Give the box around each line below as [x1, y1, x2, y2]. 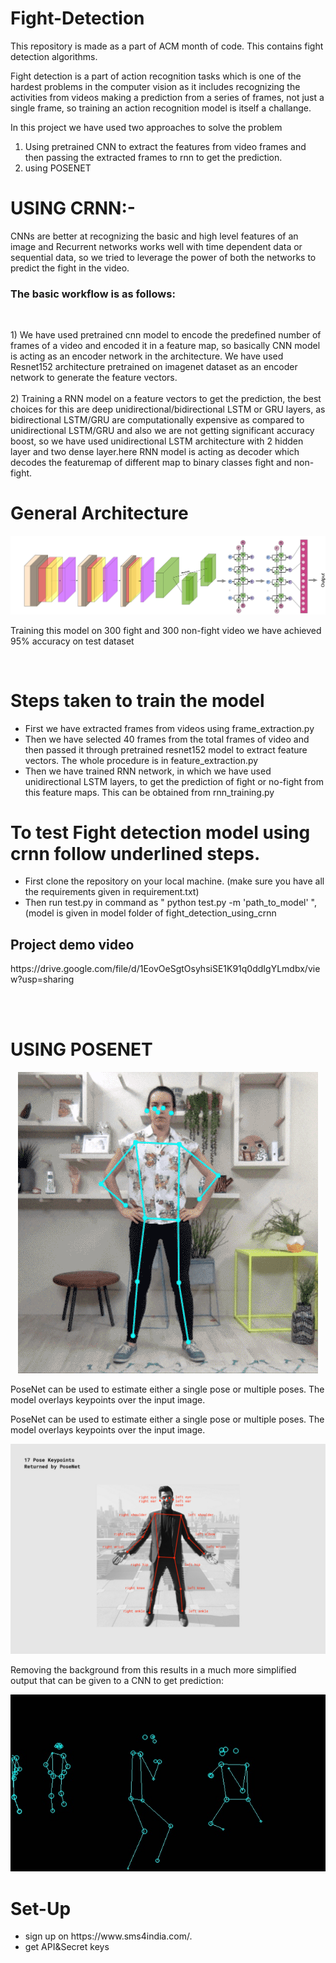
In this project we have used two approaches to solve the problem [10, 121, 283, 133]
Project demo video [10, 936, 135, 953]
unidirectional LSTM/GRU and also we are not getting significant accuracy [10, 425, 315, 437]
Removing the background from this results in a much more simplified [10, 1663, 297, 1676]
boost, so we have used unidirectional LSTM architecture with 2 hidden [10, 435, 304, 447]
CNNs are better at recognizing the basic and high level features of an [10, 230, 299, 242]
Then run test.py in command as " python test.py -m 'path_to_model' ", [24, 897, 317, 909]
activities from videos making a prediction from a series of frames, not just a [10, 91, 325, 103]
